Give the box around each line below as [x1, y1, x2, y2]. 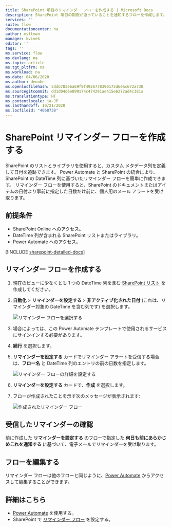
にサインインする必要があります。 [12, 332, 85, 338]
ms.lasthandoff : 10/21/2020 [5, 103, 66, 108]
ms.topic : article [5, 60, 45, 65]
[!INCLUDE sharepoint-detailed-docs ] [5, 249, 85, 255]
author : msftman [5, 31, 40, 37]
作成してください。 [12, 286, 53, 292]
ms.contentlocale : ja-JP [5, 98, 59, 103]
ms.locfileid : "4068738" [5, 108, 59, 113]
